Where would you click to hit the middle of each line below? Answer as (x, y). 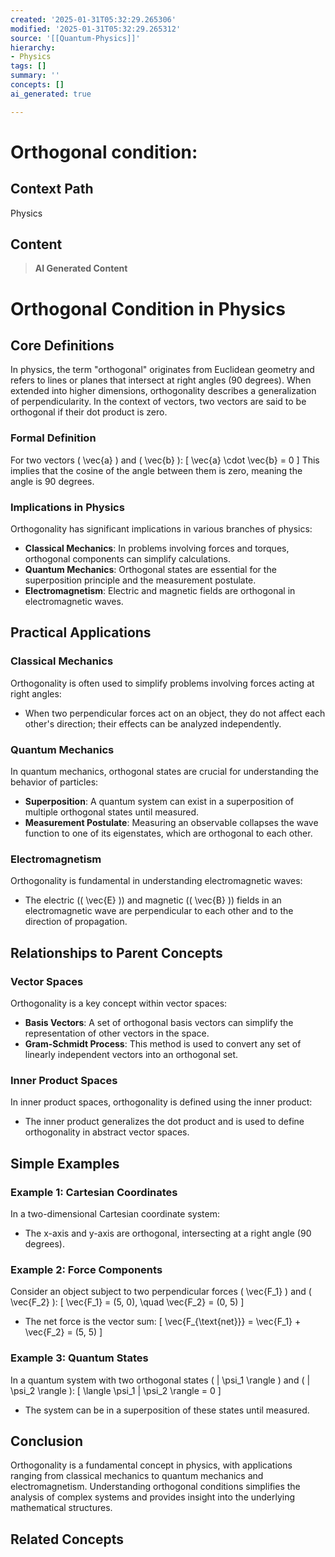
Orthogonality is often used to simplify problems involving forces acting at (162, 683)
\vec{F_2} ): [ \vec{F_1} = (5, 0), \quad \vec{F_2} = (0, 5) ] (127, 1302)
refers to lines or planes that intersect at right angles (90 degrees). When (161, 380)
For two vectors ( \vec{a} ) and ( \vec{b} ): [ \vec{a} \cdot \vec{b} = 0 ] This (165, 460)
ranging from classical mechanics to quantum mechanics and (137, 1476)
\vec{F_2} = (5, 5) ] (63, 1332)
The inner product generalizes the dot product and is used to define (164, 1122)
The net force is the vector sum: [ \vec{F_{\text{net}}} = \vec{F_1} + (163, 1322)
